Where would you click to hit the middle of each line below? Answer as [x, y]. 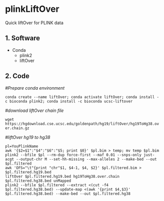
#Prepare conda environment [35, 88]
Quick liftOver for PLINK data [34, 23]
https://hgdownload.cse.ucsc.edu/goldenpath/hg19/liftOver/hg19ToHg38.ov [82, 124]
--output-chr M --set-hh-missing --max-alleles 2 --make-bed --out [86, 159]
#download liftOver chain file [34, 110]
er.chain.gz [17, 128]
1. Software [23, 38]
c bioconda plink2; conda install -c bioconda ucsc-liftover [69, 101]
